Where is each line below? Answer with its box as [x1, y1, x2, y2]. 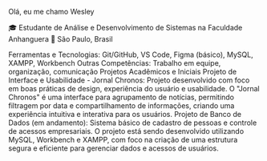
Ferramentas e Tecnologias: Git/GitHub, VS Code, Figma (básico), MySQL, [8, 50, 254, 59]
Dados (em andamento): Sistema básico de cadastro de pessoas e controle [8, 118, 257, 127]
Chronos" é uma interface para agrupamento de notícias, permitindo [8, 92, 235, 102]
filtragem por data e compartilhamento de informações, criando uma [8, 101, 235, 111]
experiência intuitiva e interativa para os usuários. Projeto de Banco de [8, 110, 242, 119]
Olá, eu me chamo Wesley [8, 7, 95, 16]
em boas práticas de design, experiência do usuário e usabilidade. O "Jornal [8, 84, 260, 93]
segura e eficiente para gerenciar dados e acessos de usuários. [8, 143, 219, 153]
